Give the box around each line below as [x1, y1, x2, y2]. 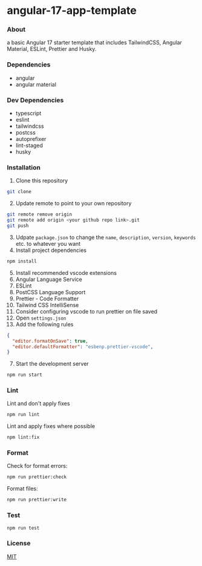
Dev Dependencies [7, 96, 64, 104]
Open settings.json [15, 314, 67, 321]
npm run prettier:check [7, 474, 67, 480]
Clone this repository [15, 177, 68, 185]
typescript [15, 110, 42, 117]
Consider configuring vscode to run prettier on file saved [15, 308, 158, 315]
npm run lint [7, 412, 40, 418]
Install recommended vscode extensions [15, 269, 117, 276]
